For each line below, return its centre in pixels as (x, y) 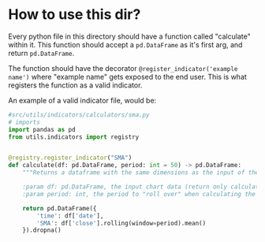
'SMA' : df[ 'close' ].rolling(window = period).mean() (121, 223)
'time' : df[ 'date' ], (70, 216)
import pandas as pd (42, 129)
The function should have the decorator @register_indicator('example (123, 68)
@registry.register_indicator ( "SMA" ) (70, 158)
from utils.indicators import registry (74, 137)
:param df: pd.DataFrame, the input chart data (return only (125, 187)
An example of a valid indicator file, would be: (82, 100)
